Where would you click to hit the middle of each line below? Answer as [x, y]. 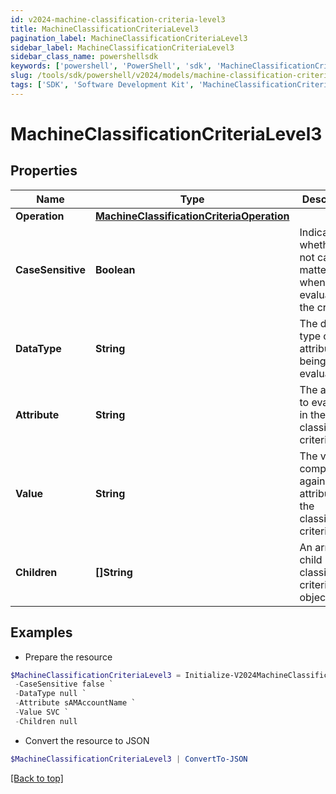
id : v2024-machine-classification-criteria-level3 [118, 19]
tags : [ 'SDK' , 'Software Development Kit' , [102, 85]
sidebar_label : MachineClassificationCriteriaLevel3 [122, 47]
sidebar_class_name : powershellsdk [84, 57]
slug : [21, 76]
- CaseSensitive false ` [64, 684]
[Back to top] [37, 778]
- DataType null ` [50, 694]
